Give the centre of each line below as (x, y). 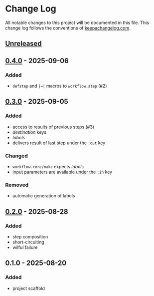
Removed (17, 185)
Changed (17, 156)
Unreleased (24, 44)
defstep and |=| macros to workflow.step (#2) (60, 86)
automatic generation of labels (44, 196)
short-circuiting (28, 242)
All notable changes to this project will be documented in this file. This (77, 23)
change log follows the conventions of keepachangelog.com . (68, 28)
